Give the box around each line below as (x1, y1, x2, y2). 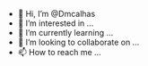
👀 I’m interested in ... (17, 18, 94, 29)
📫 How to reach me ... (17, 47, 101, 57)
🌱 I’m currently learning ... (17, 28, 114, 37)
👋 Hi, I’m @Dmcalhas (17, 9, 96, 19)
